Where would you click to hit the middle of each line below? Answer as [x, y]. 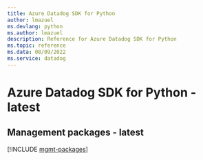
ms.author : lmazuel [35, 33]
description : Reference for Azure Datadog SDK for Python [92, 39]
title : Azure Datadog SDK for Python [61, 13]
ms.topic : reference [37, 46]
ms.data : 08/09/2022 [37, 52]
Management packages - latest [76, 133]
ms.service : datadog [37, 59]
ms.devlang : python [35, 26]
